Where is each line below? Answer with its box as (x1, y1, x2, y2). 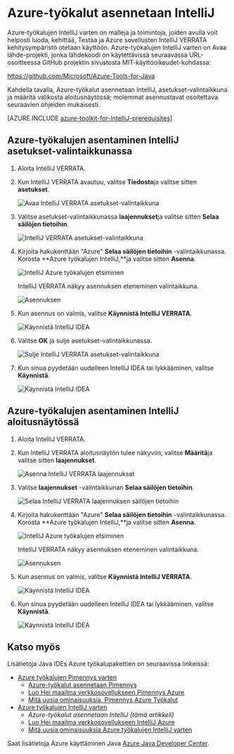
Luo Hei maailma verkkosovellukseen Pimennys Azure (27, 688, 185, 697)
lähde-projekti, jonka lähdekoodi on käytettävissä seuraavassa (7, 51, 188, 59)
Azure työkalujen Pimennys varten (17, 673, 117, 682)
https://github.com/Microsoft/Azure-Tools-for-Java (7, 72, 155, 80)
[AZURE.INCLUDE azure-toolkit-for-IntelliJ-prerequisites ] (7, 114, 173, 122)
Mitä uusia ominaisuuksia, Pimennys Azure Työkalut (27, 696, 178, 704)
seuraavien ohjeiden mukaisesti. (7, 100, 100, 108)
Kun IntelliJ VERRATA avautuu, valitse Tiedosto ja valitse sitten (17, 177, 197, 186)
